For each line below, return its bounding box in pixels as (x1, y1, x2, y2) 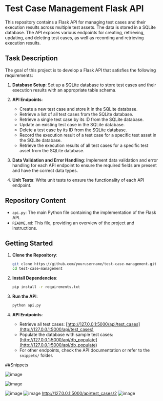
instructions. (12, 225, 38, 231)
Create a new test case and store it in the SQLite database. (19, 106, 138, 112)
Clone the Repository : (12, 252, 58, 258)
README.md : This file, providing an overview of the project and (12, 220, 135, 226)
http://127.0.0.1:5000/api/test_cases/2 (41, 390, 117, 396)
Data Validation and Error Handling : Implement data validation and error (12, 157, 158, 163)
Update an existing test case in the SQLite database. (19, 121, 125, 127)
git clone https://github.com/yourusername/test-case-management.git (12, 261, 157, 267)
